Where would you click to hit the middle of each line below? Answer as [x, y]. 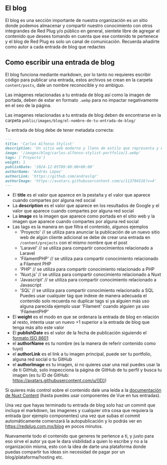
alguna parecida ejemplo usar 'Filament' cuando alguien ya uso [84, 306]
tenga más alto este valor [38, 328]
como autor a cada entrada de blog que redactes [55, 46]
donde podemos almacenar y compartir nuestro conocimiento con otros [79, 25]
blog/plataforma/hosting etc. [34, 457]
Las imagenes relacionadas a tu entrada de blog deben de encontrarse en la [83, 115]
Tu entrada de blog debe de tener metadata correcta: [60, 130]
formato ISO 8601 [30, 338]
